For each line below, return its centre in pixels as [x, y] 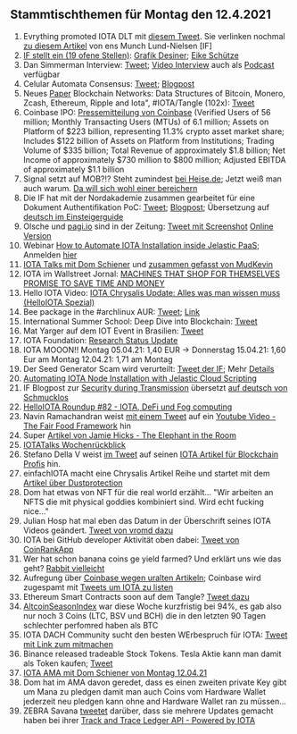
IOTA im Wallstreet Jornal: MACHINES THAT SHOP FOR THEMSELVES [151, 274]
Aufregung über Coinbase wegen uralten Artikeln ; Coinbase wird [142, 578]
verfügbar [41, 74]
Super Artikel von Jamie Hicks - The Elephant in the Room [130, 435]
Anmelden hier [50, 255]
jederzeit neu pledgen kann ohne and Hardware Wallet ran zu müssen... [154, 701]
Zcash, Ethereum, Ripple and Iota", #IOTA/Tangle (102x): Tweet [139, 103]
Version [37, 235]
